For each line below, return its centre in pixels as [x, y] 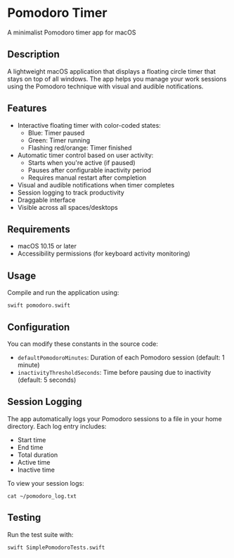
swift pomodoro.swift [39, 306]
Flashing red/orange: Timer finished [80, 147]
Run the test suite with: [40, 534]
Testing [24, 518]
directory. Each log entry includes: [57, 426]
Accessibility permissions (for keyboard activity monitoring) [104, 253]
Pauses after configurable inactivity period [90, 170]
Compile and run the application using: [63, 293]
